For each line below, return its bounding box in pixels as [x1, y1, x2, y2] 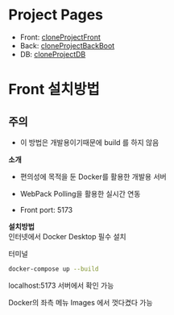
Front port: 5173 [19, 205, 73, 214]
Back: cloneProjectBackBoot [19, 40, 115, 50]
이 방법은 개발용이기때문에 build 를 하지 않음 [19, 137, 159, 147]
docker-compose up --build [8, 264, 99, 273]
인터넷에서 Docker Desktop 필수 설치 [8, 231, 126, 241]
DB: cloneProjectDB [19, 49, 86, 59]
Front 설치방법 [8, 81, 101, 98]
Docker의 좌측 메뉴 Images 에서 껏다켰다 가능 [8, 297, 153, 307]
